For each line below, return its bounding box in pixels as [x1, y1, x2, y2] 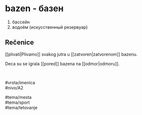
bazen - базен [5, 3, 64, 14]
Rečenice [5, 38, 34, 47]
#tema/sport [5, 99, 30, 105]
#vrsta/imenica [5, 79, 35, 85]
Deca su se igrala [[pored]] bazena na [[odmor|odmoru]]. [5, 60, 120, 66]
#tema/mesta [5, 94, 32, 100]
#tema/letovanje [5, 104, 38, 110]
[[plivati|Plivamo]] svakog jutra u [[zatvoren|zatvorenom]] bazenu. [5, 51, 138, 57]
